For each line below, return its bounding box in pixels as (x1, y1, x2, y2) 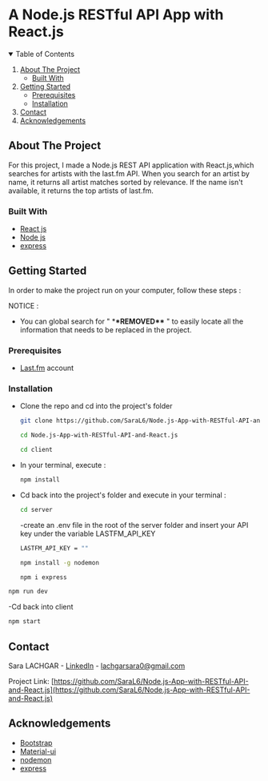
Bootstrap (19, 738, 53, 747)
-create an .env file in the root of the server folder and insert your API (19, 520, 249, 529)
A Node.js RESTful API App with (8, 6, 224, 24)
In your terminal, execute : (19, 461, 106, 470)
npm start (8, 618, 42, 626)
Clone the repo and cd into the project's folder (19, 401, 174, 411)
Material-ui (19, 747, 57, 756)
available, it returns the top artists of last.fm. (8, 186, 154, 195)
